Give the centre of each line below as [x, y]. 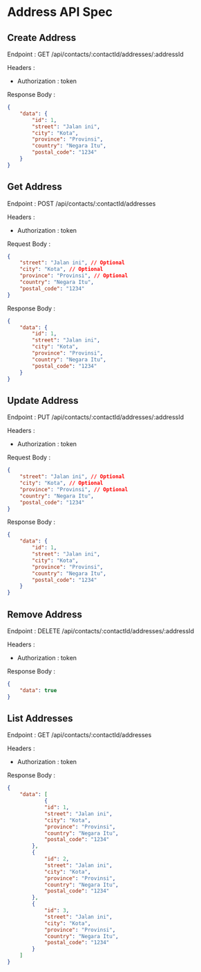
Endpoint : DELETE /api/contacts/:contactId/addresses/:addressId [101, 630]
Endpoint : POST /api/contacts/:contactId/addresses [82, 203]
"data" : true [38, 690]
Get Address [35, 187]
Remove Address [45, 614]
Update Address [43, 400]
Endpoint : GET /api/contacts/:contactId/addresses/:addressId [96, 54]
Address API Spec [60, 12]
